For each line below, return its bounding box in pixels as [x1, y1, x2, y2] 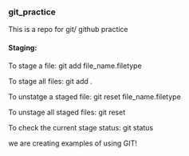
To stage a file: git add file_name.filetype [8, 61, 142, 70]
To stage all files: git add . [8, 76, 93, 86]
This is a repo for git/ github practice [8, 25, 129, 34]
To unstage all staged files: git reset [8, 107, 126, 117]
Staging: [8, 42, 37, 52]
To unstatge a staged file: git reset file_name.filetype [8, 91, 181, 102]
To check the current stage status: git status [8, 122, 154, 132]
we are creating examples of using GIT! [8, 138, 137, 148]
